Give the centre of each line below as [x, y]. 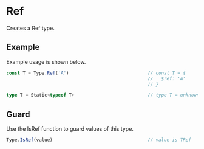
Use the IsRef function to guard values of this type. [70, 129]
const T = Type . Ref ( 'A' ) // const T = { [96, 73]
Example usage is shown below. [46, 61]
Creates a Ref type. [30, 28]
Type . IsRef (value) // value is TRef [99, 140]
